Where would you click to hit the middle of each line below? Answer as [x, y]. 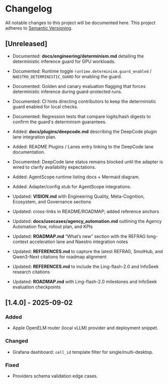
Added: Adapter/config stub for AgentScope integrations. [72, 186]
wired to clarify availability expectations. [54, 167]
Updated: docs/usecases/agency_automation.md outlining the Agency [87, 221]
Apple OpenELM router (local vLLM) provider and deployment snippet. [85, 328]
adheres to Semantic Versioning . [39, 28]
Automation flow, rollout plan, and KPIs [53, 226]
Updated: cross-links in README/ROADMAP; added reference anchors [86, 211]
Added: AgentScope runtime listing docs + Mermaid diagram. [76, 177]
